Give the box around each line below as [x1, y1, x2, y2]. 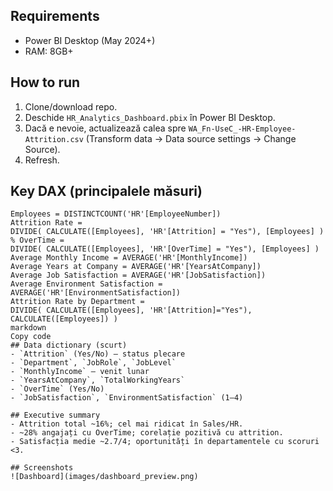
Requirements [10, 8, 100, 25]
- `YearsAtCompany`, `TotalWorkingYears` [10, 375, 186, 386]
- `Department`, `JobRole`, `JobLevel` [10, 358, 177, 368]
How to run [10, 74, 81, 91]
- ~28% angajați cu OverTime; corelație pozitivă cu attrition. [10, 428, 284, 438]
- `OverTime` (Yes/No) [10, 384, 105, 394]
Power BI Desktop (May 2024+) [24, 34, 156, 46]
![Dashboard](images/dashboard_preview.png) [10, 472, 199, 482]
